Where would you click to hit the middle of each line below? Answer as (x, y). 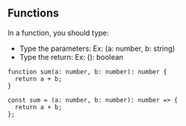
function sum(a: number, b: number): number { (87, 72)
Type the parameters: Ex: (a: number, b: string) (97, 48)
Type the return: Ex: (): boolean (71, 57)
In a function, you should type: (59, 32)
